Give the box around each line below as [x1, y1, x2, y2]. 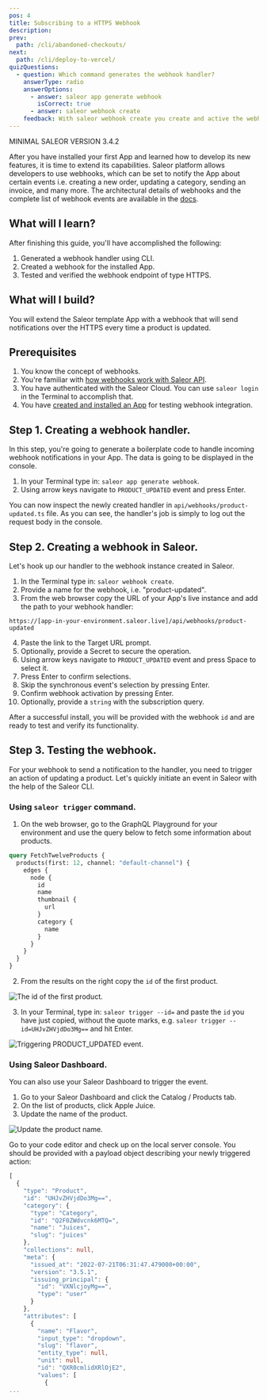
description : [9, 26, 52, 34]
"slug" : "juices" [29, 1231, 88, 1239]
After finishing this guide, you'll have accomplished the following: [9, 238, 222, 247]
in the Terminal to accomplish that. [20, 392, 134, 401]
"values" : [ [37, 1371, 78, 1379]
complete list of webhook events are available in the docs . [9, 193, 199, 203]
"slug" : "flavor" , [37, 1341, 98, 1350]
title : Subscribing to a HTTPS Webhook [9, 19, 141, 27]
